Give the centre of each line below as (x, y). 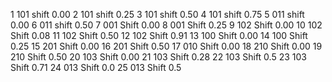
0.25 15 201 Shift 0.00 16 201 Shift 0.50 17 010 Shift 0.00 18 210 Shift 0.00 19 (166, 46)
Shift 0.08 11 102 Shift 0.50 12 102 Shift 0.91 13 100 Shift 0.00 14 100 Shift (159, 35)
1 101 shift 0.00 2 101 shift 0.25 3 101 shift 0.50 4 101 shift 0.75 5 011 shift (157, 14)
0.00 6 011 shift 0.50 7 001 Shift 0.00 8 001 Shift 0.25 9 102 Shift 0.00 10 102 (166, 25)
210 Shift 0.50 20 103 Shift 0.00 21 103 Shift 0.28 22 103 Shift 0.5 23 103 (158, 57)
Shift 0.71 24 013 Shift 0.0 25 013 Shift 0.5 (96, 67)
